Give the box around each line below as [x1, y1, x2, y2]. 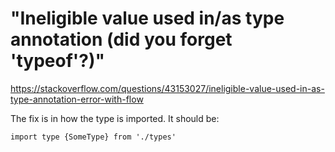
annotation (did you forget [10, 28, 233, 51]
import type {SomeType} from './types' [10, 132, 177, 142]
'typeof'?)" [10, 50, 106, 72]
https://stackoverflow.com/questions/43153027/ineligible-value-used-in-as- [10, 82, 325, 94]
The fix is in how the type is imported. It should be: [10, 112, 220, 124]
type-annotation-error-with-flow [10, 93, 144, 105]
